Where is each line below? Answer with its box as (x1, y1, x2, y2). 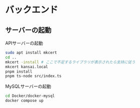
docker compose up (5, 98, 44, 103)
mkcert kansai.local (5, 64, 49, 69)
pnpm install (5, 69, 33, 74)
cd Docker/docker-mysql (5, 93, 55, 98)
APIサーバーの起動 (5, 40, 44, 46)
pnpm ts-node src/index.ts (5, 74, 62, 79)
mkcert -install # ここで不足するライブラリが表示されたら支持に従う (5, 60, 135, 65)
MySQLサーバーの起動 (5, 83, 52, 89)
